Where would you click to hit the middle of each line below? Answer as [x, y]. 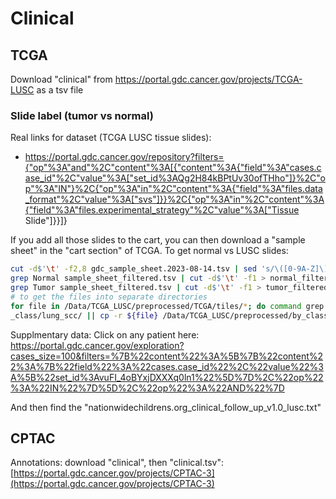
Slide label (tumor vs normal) [82, 115]
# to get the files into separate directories [109, 297]
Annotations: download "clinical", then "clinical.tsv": [117, 463]
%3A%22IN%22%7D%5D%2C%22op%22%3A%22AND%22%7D [147, 388]
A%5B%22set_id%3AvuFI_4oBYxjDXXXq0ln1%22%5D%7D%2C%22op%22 [167, 377]
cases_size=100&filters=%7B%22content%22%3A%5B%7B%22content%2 [167, 356]
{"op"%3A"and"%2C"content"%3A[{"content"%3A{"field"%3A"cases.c [173, 168]
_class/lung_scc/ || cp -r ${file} [84, 315]
